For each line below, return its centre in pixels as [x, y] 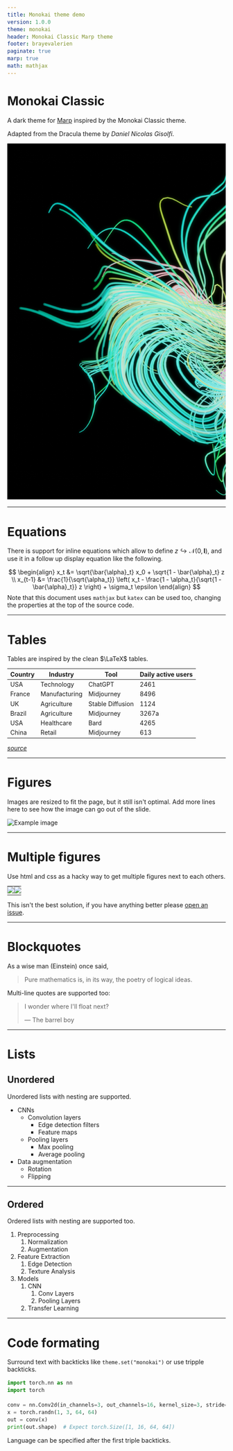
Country [22, 674]
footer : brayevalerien [40, 44]
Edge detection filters [69, 1124]
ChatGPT [101, 685]
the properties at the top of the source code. [71, 605]
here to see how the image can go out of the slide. [79, 809]
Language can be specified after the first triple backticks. [89, 1440]
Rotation [40, 1169]
